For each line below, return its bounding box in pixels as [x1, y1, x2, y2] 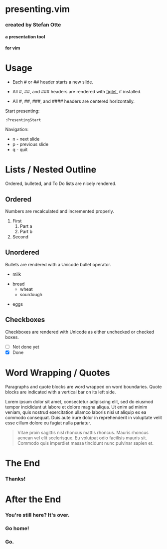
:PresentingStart [5, 118, 41, 123]
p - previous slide [12, 141, 49, 148]
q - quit [12, 147, 28, 153]
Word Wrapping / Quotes [5, 367, 111, 378]
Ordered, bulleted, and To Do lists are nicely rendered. [5, 181, 117, 186]
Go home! [5, 525, 29, 532]
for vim [5, 45, 20, 51]
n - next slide [12, 136, 40, 142]
